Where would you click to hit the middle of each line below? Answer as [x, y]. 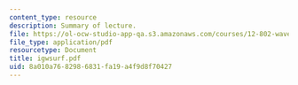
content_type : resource [53, 17]
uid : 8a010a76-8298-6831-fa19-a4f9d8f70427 [91, 67]
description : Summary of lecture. [73, 26]
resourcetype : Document [53, 50]
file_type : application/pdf [61, 42]
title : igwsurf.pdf [45, 58]
